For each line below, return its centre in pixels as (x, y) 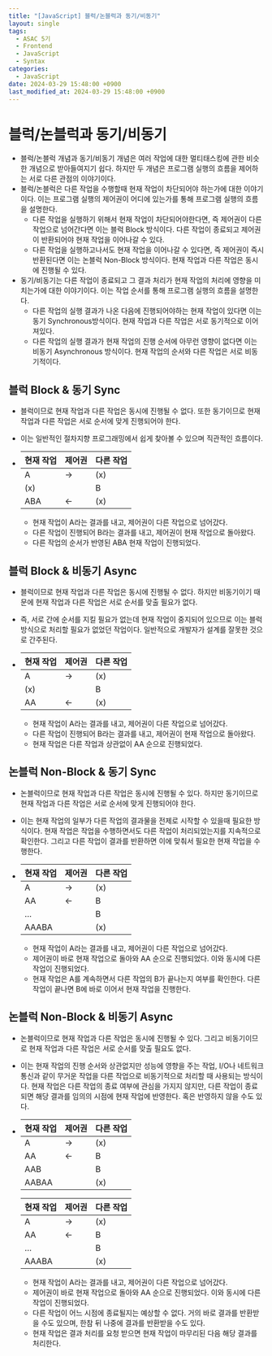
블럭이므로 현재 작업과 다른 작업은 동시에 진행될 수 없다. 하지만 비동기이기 (136, 591)
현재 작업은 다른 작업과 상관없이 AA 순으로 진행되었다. (117, 743)
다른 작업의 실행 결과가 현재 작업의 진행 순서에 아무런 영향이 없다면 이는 (145, 342)
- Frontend (34, 46)
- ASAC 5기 (33, 39)
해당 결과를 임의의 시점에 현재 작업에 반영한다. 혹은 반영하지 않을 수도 (145, 1096)
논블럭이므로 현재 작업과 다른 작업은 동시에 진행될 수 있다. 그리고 (122, 1038)
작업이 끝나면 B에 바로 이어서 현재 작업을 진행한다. (111, 988)
